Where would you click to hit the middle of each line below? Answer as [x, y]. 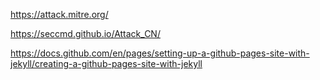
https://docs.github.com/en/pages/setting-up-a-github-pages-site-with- [160, 53]
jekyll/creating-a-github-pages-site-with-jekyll [106, 63]
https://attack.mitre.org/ [59, 14]
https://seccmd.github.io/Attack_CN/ [85, 33]
